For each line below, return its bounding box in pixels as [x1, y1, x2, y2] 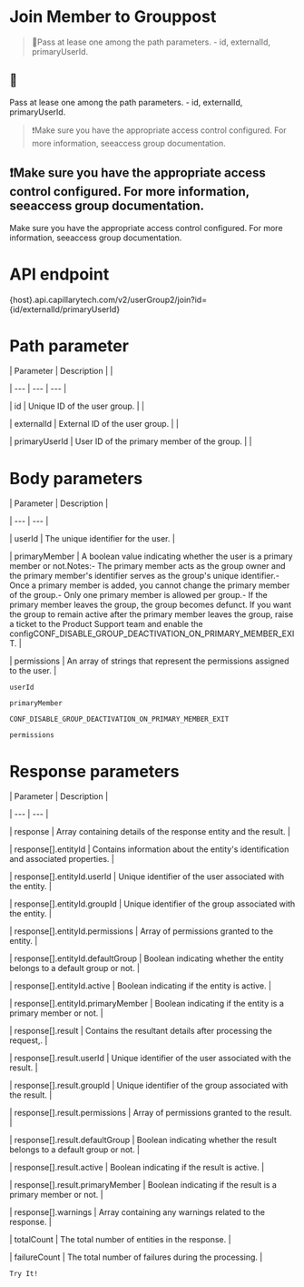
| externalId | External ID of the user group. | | [9, 419, 180, 430]
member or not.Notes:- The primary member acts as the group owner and [9, 561, 286, 572]
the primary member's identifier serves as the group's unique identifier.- [9, 571, 279, 582]
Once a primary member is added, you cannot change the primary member [9, 580, 290, 591]
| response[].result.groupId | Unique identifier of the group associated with [9, 1080, 289, 1091]
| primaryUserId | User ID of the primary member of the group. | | [9, 436, 252, 447]
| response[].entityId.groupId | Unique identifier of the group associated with [9, 898, 296, 909]
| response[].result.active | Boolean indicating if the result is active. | [9, 1162, 265, 1173]
